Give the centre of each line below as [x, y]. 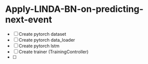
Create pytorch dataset [42, 34]
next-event [29, 20]
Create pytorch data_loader [47, 40]
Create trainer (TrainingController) [54, 52]
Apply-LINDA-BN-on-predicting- [74, 9]
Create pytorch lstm [39, 46]
